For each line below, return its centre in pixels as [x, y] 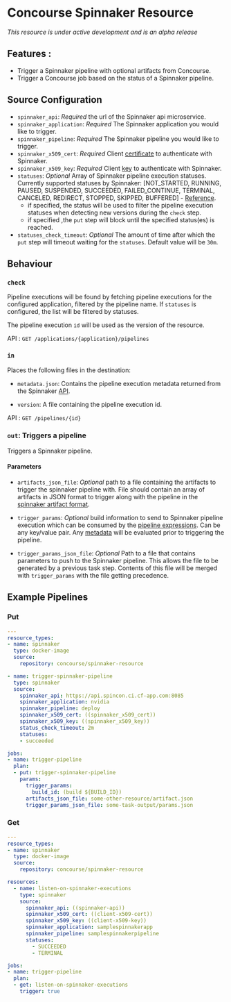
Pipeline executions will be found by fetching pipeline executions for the [110, 297]
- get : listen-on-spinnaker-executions [71, 985]
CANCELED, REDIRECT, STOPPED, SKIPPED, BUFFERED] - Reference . [117, 198]
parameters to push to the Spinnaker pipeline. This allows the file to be [118, 561]
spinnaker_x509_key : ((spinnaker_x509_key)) [85, 721]
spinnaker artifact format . [53, 504]
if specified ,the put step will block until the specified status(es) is [121, 219]
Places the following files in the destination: [69, 370]
